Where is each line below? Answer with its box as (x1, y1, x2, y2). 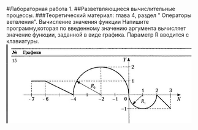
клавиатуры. (6, 38, 40, 45)
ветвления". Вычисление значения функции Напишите (6, 18, 149, 25)
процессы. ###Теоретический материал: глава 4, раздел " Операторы (6, 12, 192, 19)
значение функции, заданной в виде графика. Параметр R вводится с (6, 31, 189, 38)
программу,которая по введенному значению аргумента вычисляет (6, 24, 186, 32)
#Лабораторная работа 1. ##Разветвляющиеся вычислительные (6, 5, 176, 12)
